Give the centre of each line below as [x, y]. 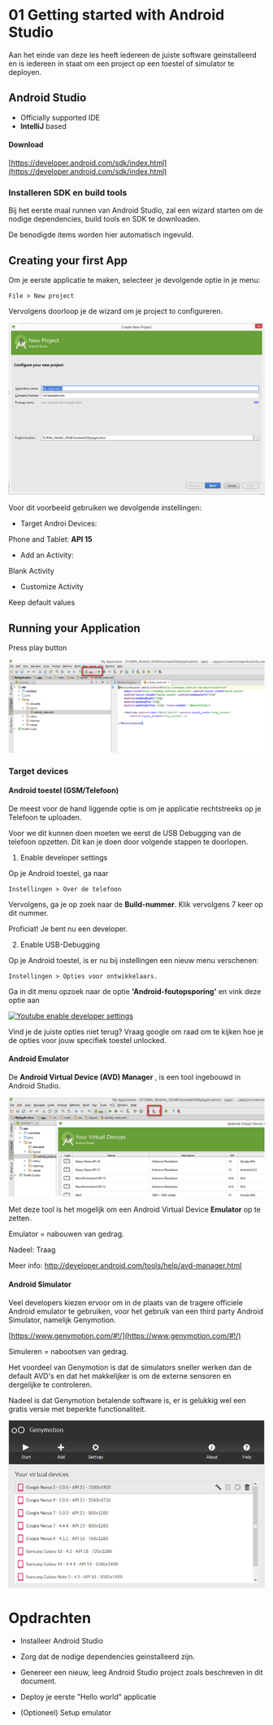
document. [38, 1681]
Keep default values [42, 603]
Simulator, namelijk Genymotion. [62, 1320]
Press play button [38, 648]
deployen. [25, 72]
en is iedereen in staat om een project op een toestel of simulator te [121, 64]
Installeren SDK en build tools [68, 192]
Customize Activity [52, 587]
